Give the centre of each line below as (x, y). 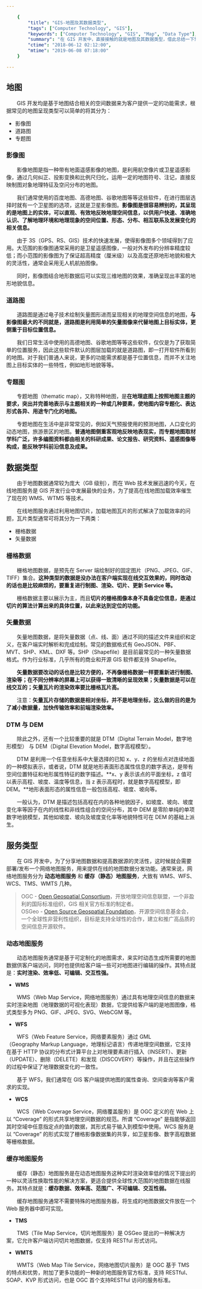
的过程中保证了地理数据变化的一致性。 (54, 1067)
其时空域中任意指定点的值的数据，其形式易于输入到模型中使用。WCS (92, 1127)
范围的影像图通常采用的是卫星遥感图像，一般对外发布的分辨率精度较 (106, 248)
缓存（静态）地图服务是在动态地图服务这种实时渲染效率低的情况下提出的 (106, 1173)
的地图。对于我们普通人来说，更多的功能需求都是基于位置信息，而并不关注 (98, 357)
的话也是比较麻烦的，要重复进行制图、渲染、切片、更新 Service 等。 (91, 585)
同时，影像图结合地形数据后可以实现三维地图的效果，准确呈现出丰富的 (103, 276)
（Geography (23, 1044)
